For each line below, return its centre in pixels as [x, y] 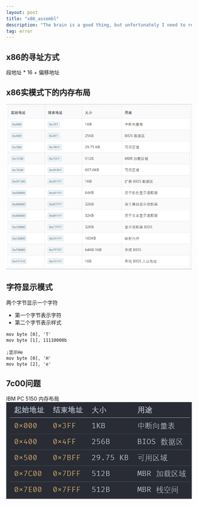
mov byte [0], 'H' [29, 358]
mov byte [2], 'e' [29, 364]
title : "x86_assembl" [33, 19]
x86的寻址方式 [33, 57]
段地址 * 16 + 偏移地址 [33, 72]
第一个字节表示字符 [38, 315]
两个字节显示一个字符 [32, 303]
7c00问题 [24, 383]
